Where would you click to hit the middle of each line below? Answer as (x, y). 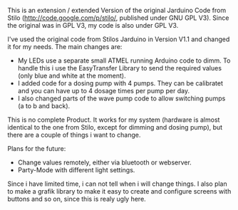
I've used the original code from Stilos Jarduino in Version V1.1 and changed (119, 39)
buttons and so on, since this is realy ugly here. (77, 199)
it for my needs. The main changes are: (65, 47)
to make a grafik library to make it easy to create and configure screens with (119, 191)
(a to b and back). (44, 106)
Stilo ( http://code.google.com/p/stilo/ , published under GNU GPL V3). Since (118, 18)
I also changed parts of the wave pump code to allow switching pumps (121, 98)
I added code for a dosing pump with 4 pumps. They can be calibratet (120, 83)
